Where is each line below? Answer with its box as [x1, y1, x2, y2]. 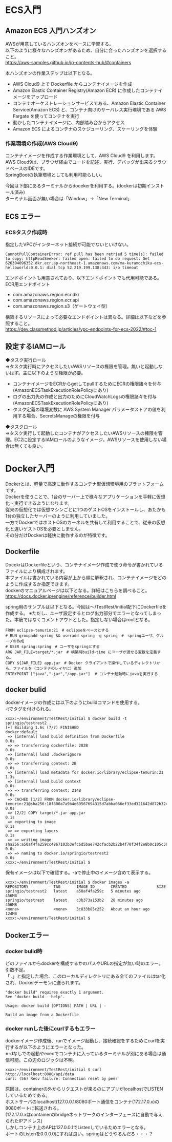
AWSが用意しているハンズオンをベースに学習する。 [5, 41, 114, 47]
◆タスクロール [5, 424, 37, 430]
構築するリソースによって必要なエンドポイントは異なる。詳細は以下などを [5, 314, 162, 320]
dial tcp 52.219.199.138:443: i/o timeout [46, 265, 139, 270]
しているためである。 [5, 1092, 50, 1098]
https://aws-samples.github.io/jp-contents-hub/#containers [5, 60, 132, 65]
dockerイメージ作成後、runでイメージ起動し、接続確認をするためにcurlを [5, 1038, 161, 1044]
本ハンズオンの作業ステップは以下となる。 [5, 70, 95, 76]
